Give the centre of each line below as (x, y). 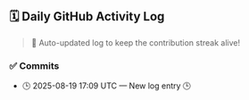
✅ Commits (34, 65)
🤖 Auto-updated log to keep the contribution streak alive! (136, 42)
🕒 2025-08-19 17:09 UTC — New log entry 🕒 (107, 86)
